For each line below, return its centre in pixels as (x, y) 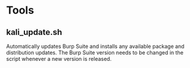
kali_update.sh (34, 32)
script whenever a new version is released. (59, 59)
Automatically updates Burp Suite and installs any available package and (95, 46)
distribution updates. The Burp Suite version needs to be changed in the (95, 53)
